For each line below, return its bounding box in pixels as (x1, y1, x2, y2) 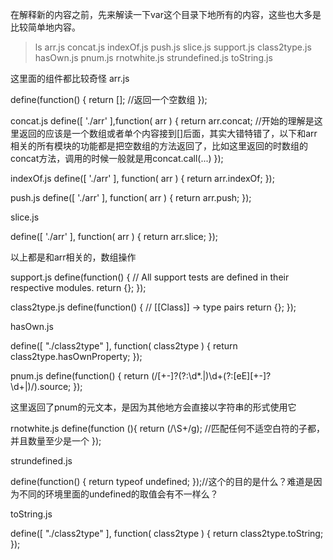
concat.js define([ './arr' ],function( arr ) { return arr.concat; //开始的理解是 (10, 115, 315, 127)
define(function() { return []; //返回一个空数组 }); (10, 94, 208, 105)
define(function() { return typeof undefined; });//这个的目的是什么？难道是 (10, 476, 314, 487)
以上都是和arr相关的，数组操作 (10, 251, 137, 263)
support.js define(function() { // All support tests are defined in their (10, 271, 290, 283)
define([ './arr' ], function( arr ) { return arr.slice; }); (10, 231, 219, 242)
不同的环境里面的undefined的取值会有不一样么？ (18, 488, 219, 500)
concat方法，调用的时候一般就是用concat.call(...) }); (10, 153, 224, 164)
